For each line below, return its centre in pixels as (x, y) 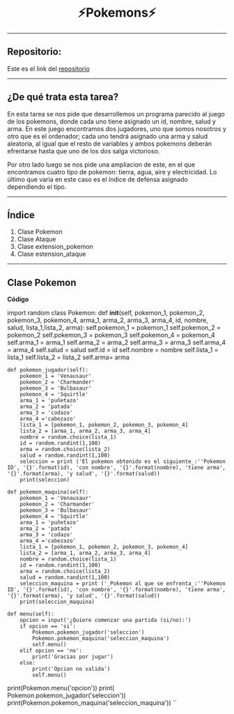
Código (18, 299)
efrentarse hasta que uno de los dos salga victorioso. (84, 151)
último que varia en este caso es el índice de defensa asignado (97, 179)
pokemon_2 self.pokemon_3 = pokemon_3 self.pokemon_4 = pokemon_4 (111, 335)
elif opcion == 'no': (51, 651)
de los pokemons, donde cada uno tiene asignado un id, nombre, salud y (111, 121)
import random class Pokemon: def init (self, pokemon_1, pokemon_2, (106, 313)
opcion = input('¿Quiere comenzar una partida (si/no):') (106, 621)
